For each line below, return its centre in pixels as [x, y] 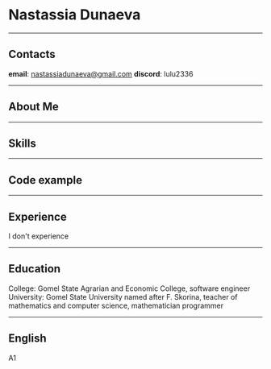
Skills [22, 143]
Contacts [32, 54]
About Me [33, 107]
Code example [46, 180]
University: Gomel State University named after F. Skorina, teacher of [123, 296]
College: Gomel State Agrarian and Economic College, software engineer [129, 288]
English [27, 339]
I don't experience [39, 236]
